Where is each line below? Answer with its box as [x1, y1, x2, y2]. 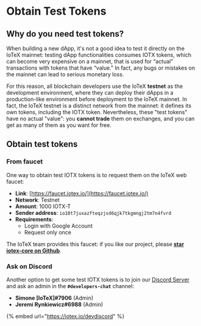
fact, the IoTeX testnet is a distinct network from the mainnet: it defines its [6, 102, 192, 109]
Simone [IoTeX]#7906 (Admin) [15, 294, 94, 302]
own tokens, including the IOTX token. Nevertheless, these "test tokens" [6, 109, 188, 115]
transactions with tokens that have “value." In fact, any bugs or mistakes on [6, 64, 196, 71]
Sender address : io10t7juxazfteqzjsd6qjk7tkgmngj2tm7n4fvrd [15, 209, 172, 216]
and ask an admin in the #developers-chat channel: [6, 282, 135, 289]
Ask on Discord [6, 262, 53, 270]
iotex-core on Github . [6, 247, 62, 254]
